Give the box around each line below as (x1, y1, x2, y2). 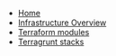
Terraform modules (17, 27, 90, 37)
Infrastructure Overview (17, 17, 107, 28)
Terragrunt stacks (17, 36, 85, 47)
